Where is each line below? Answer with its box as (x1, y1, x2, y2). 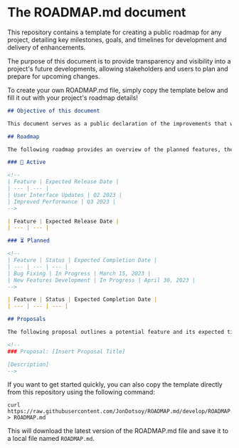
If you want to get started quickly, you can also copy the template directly (7, 380, 223, 389)
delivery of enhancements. (7, 43, 86, 51)
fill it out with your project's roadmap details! (7, 93, 139, 102)
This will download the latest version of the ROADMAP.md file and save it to (7, 427, 229, 435)
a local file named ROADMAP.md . (7, 434, 95, 443)
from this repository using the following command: (7, 388, 155, 397)
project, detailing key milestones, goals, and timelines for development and (7, 35, 227, 44)
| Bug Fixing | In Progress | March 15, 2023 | (7, 270, 152, 277)
